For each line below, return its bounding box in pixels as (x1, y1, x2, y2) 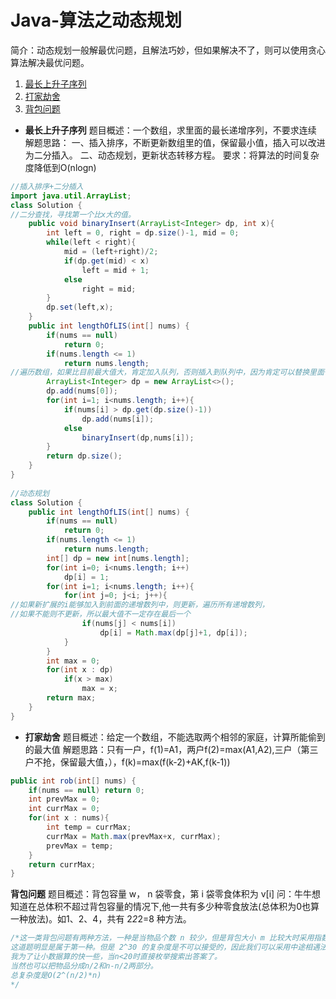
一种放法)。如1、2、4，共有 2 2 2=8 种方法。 (10, 913, 192, 925)
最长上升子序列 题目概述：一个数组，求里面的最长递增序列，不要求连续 (24, 124, 317, 136)
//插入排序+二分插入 (10, 181, 84, 191)
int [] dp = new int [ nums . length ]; (46, 553, 190, 563)
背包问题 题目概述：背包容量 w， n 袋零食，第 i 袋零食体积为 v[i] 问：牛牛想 (10, 888, 322, 900)
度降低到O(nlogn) (24, 161, 97, 173)
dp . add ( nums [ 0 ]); (46, 386, 118, 396)
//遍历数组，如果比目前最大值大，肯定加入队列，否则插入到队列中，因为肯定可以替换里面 (10, 367, 325, 378)
